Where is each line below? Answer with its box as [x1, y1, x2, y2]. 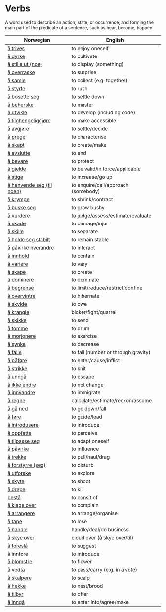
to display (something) [71, 60, 124, 67]
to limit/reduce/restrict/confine [71, 284, 143, 291]
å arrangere [7, 510, 35, 517]
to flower [71, 558, 92, 565]
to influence [71, 445, 99, 452]
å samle [7, 77, 26, 84]
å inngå [7, 598, 25, 605]
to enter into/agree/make [71, 598, 129, 605]
